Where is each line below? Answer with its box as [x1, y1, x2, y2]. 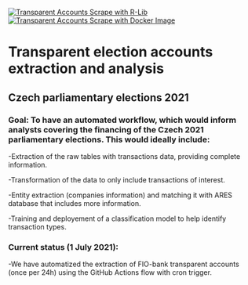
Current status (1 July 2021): [8, 241, 119, 252]
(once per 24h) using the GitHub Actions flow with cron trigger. [8, 268, 212, 277]
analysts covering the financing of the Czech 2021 [8, 124, 204, 135]
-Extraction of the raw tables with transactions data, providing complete [8, 151, 241, 161]
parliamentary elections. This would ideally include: [8, 134, 210, 145]
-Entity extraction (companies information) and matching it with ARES [8, 190, 233, 200]
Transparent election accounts [8, 43, 213, 61]
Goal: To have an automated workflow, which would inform [8, 114, 237, 125]
